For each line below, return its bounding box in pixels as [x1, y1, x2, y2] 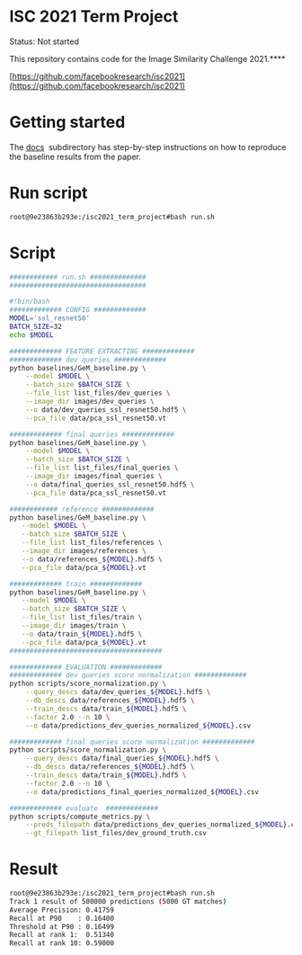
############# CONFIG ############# [9, 306, 147, 315]
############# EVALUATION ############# [9, 663, 164, 672]
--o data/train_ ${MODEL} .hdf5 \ [21, 629, 143, 638]
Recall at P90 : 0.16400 [9, 914, 115, 923]
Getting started [9, 112, 126, 132]
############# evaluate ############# [9, 803, 159, 813]
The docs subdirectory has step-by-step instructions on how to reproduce [9, 141, 287, 152]
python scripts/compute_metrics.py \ [9, 812, 151, 821]
